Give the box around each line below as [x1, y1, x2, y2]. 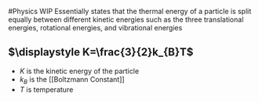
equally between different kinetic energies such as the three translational [8, 15, 244, 24]
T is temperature [19, 85, 74, 94]
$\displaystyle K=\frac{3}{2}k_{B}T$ [8, 46, 194, 59]
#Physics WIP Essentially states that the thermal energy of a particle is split [8, 7, 252, 16]
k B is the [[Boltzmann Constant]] [19, 74, 125, 86]
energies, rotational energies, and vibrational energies [8, 23, 183, 32]
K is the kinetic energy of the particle [19, 66, 140, 76]
